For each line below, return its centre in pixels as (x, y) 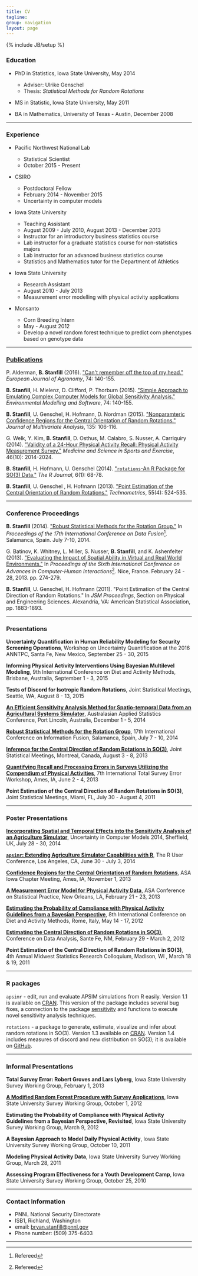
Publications (24, 360)
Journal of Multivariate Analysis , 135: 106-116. (62, 427)
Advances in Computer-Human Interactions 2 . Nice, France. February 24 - (95, 571)
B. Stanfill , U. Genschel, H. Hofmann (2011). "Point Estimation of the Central (98, 589)
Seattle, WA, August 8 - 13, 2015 (45, 696)
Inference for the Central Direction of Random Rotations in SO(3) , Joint (94, 750)
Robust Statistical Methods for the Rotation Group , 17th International (91, 732)
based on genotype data (53, 338)
